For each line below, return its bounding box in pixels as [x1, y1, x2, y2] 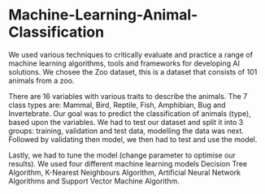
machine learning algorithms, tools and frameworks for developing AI [8, 58, 240, 68]
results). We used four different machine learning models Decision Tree [8, 158, 248, 168]
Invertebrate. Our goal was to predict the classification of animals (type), [8, 108, 252, 119]
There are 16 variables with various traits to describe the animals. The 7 [8, 91, 248, 101]
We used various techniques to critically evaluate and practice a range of [8, 50, 254, 59]
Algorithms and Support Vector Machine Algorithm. [8, 176, 180, 186]
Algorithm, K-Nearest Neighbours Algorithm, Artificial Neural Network [8, 167, 241, 177]
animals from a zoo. [8, 75, 75, 85]
